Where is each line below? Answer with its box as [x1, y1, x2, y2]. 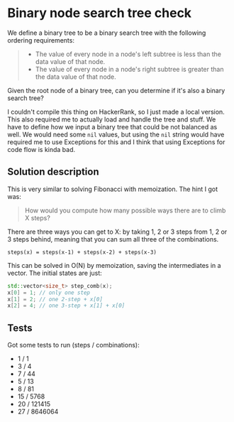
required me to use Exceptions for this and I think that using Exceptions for [7, 137, 225, 146]
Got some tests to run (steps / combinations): [7, 341, 140, 350]
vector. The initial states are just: [7, 269, 103, 277]
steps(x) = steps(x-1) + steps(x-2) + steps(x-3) [7, 249, 157, 256]
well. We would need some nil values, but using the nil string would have [7, 130, 225, 139]
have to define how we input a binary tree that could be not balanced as [7, 122, 218, 131]
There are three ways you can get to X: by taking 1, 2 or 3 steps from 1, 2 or [7, 227, 228, 236]
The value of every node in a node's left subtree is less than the [35, 50, 222, 58]
